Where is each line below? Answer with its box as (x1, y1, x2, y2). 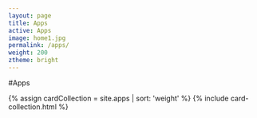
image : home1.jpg (8, 33, 66, 42)
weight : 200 (8, 49, 48, 57)
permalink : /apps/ (8, 41, 69, 49)
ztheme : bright (8, 57, 59, 65)
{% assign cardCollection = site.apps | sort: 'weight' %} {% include (8, 93, 229, 103)
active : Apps (8, 26, 52, 34)
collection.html (8, 101, 57, 112)
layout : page (8, 11, 52, 20)
